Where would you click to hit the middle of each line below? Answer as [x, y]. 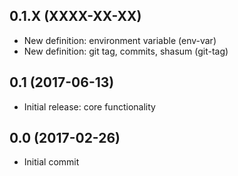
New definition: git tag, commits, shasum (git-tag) [126, 51]
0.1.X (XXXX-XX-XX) [75, 16]
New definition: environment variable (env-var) [120, 40]
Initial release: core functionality [89, 106]
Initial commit [51, 162]
